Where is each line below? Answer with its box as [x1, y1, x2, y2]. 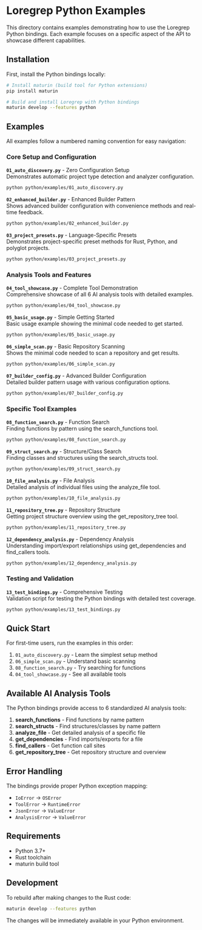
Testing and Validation [6, 574, 74, 583]
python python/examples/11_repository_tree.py [6, 524, 126, 530]
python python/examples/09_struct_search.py [6, 466, 121, 472]
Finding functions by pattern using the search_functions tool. [6, 425, 159, 432]
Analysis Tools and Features [6, 270, 92, 279]
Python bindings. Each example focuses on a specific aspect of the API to [6, 30, 191, 37]
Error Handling [6, 766, 62, 776]
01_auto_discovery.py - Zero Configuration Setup [6, 167, 130, 174]
